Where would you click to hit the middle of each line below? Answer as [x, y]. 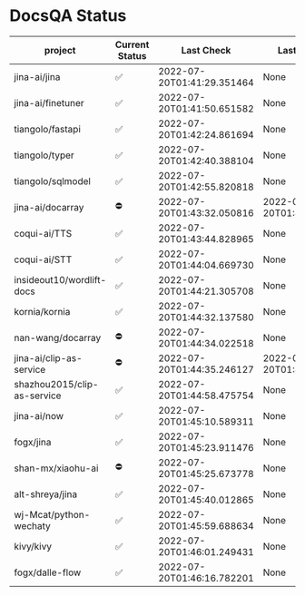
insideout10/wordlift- [60, 279]
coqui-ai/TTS [43, 233]
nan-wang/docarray [58, 337]
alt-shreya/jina [46, 493]
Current [132, 44]
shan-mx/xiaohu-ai [56, 468]
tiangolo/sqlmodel [52, 181]
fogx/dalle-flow [48, 572]
